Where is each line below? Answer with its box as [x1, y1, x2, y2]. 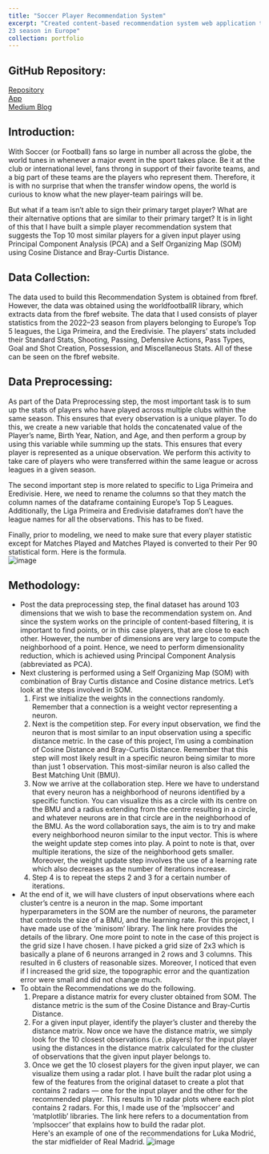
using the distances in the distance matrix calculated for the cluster [31, 1043, 255, 1053]
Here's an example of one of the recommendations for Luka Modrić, [31, 1128, 256, 1138]
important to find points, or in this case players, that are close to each [19, 625, 250, 635]
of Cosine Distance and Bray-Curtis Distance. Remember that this [31, 745, 248, 754]
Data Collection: [8, 270, 90, 285]
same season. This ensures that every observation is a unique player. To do [8, 413, 258, 423]
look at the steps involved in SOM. [19, 685, 133, 695]
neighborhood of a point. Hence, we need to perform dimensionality [19, 643, 245, 652]
